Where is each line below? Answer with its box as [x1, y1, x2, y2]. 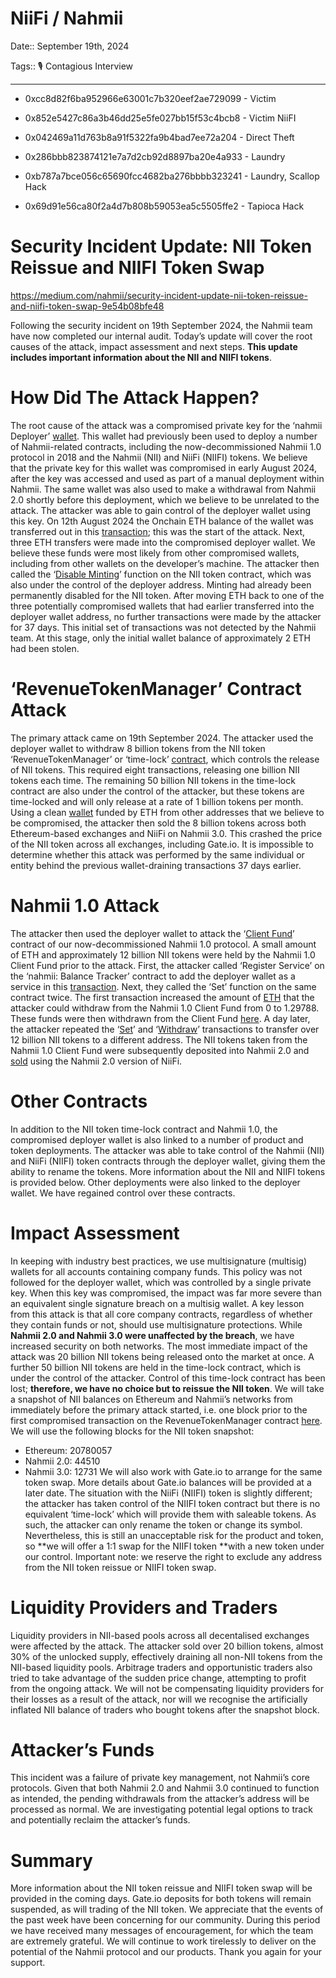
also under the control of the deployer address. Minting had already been [10, 578, 312, 591]
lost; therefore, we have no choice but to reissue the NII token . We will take [10, 1382, 325, 1394]
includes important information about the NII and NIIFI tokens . [10, 351, 273, 363]
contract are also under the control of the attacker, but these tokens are [10, 785, 305, 797]
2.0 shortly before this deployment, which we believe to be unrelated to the [10, 493, 320, 506]
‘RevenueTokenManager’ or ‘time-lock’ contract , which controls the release [10, 753, 320, 765]
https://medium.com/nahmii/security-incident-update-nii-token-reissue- [10, 289, 308, 301]
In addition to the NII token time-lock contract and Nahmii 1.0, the [10, 1123, 278, 1135]
